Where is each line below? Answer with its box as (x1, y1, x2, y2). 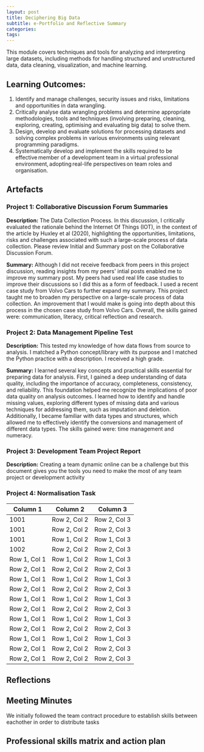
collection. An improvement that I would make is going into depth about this (6, 300, 196, 307)
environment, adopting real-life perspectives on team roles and (15, 160, 172, 167)
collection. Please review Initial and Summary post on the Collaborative (6, 243, 185, 250)
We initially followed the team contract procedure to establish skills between (6, 712, 198, 719)
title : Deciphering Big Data (6, 15, 80, 21)
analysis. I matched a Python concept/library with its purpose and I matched (6, 348, 198, 356)
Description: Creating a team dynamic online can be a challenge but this (6, 461, 189, 468)
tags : (6, 32, 20, 38)
